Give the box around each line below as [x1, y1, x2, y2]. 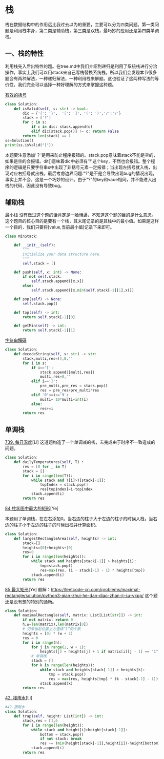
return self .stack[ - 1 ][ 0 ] [22, 314, 76, 320]
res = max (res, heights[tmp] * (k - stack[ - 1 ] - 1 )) [48, 677, 159, 681]
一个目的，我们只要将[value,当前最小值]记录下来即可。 [5, 224, 115, 230]
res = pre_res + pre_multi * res [40, 388, 99, 393]
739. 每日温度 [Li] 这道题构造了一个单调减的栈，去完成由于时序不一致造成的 [5, 439, 156, 445]
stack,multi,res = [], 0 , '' [22, 356, 73, 361]
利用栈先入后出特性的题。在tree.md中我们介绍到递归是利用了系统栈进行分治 [5, 63, 158, 69]
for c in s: [22, 120, 47, 125]
